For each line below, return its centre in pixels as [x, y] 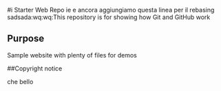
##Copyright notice [35, 68]
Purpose [26, 39]
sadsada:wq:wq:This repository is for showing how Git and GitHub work [109, 17]
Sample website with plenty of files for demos [72, 55]
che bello [20, 81]
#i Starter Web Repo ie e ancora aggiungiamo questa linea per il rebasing [111, 10]
